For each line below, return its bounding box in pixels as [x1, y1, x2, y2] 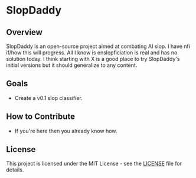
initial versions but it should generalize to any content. [6, 62, 138, 69]
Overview [6, 27, 43, 37]
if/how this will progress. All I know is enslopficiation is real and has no [6, 49, 178, 56]
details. [6, 166, 24, 173]
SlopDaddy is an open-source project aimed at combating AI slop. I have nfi [6, 43, 191, 50]
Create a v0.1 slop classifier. [14, 94, 83, 101]
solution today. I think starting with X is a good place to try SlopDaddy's [6, 56, 180, 62]
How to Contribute [6, 112, 76, 122]
